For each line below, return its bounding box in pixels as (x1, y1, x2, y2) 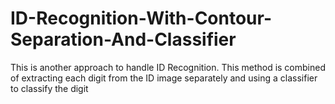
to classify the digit (10, 82, 89, 94)
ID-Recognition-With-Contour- (10, 7, 273, 30)
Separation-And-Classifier (10, 28, 237, 51)
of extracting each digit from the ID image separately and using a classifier (10, 72, 318, 84)
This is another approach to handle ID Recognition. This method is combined (10, 61, 326, 73)
